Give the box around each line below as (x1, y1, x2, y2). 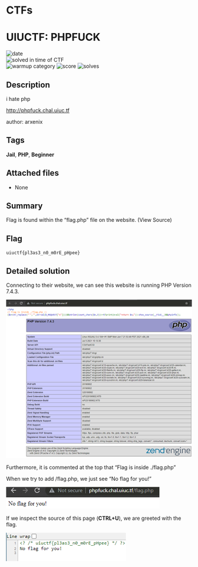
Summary (6, 201, 43, 211)
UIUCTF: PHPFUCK (6, 31, 101, 44)
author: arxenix (6, 118, 43, 125)
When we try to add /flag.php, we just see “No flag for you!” (6, 475, 152, 482)
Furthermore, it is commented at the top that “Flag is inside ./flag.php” (6, 464, 176, 471)
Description (6, 80, 50, 90)
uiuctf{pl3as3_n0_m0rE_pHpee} (6, 250, 81, 256)
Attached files (6, 168, 59, 178)
